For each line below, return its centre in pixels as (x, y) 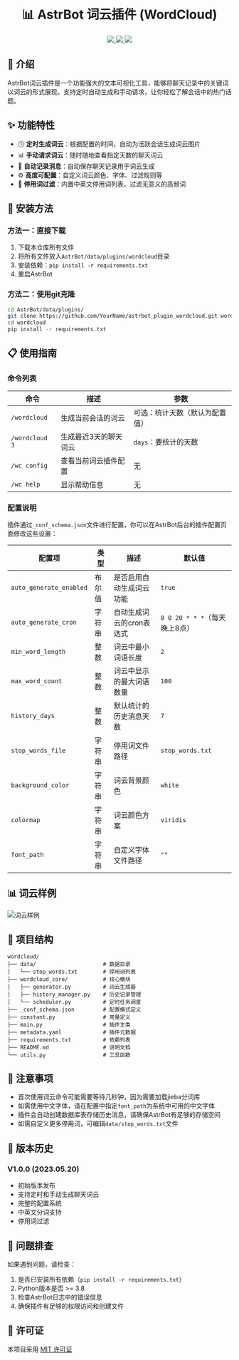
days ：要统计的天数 (166, 442)
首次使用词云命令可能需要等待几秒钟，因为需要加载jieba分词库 (109, 1097)
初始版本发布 (36, 1185)
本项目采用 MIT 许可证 (40, 1349)
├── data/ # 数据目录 (69, 964)
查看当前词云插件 (89, 460)
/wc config (29, 465)
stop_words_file (38, 751)
